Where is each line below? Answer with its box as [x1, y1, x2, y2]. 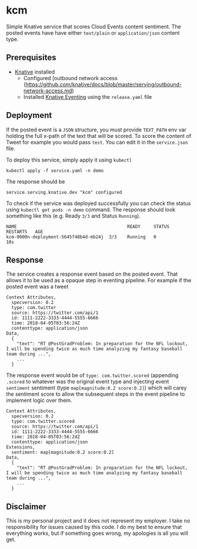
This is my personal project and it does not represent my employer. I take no [6, 517, 191, 524]
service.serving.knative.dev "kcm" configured [6, 189, 122, 195]
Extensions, [6, 444, 35, 451]
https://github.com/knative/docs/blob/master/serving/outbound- [25, 81, 182, 88]
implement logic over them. [6, 397, 72, 404]
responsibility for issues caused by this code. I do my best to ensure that [6, 524, 182, 531]
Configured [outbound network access [23, 74, 118, 81]
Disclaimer [6, 501, 46, 511]
